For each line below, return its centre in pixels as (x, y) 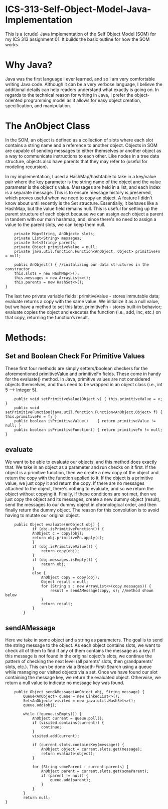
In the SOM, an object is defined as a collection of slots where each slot (79, 140)
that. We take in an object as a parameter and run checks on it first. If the (81, 467)
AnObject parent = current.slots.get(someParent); (95, 771)
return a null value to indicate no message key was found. (65, 683)
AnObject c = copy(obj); (58, 533)
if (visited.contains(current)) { (68, 723)
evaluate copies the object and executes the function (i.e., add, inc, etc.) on (83, 312)
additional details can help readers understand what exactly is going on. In (82, 90)
